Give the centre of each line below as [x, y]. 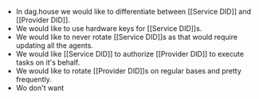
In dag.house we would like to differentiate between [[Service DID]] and [133, 12]
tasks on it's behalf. [48, 62]
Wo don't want [40, 88]
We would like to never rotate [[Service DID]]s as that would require [126, 37]
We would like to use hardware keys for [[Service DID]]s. [109, 28]
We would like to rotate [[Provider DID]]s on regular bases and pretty [128, 71]
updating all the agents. [55, 46]
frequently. [33, 79]
